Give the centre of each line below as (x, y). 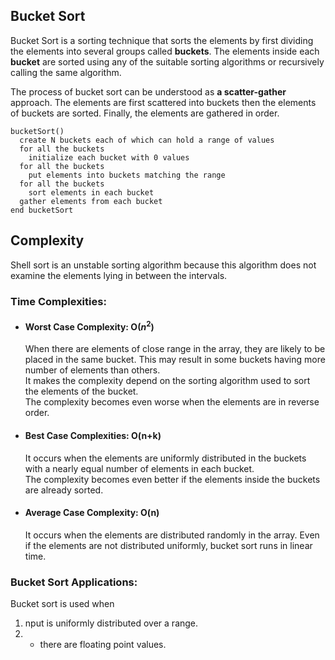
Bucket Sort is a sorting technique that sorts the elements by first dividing (162, 40)
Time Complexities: (58, 301)
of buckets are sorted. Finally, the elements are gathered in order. (145, 113)
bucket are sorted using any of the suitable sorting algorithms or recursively (167, 61)
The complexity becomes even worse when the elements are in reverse (172, 402)
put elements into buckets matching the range (127, 175)
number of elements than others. (92, 370)
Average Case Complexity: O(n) (92, 513)
